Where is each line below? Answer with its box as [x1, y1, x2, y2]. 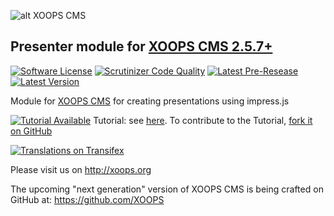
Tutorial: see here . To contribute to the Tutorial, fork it [93, 114, 313, 126]
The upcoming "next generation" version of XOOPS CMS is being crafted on [10, 183, 324, 195]
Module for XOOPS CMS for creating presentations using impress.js [10, 95, 290, 107]
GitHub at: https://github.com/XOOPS [10, 193, 165, 205]
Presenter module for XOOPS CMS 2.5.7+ [10, 38, 273, 55]
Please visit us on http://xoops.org [10, 163, 152, 175]
